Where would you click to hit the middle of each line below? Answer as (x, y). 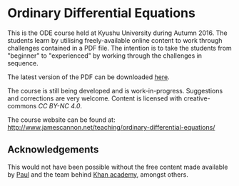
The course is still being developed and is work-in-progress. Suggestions (115, 91)
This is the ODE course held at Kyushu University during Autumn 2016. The (117, 33)
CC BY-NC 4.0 (59, 105)
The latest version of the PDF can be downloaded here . (88, 77)
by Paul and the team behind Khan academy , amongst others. (98, 174)
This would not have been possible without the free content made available (118, 167)
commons (22, 105)
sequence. (23, 63)
